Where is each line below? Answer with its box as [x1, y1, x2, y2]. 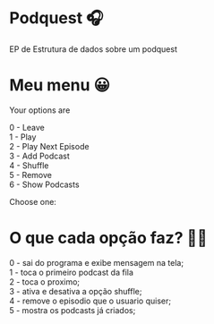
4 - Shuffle [9, 159, 49, 171]
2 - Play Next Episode [9, 141, 90, 151]
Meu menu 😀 [9, 75, 110, 96]
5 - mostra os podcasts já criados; [9, 304, 136, 315]
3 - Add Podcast [9, 150, 70, 161]
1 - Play [9, 132, 37, 142]
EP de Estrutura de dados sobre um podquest [9, 43, 177, 55]
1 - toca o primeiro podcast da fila [9, 267, 134, 277]
